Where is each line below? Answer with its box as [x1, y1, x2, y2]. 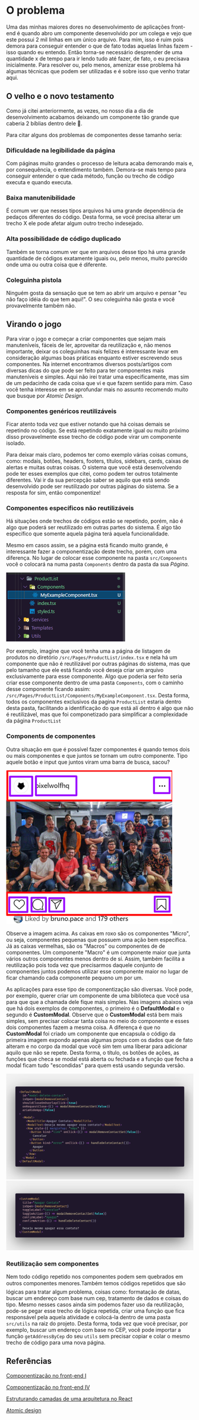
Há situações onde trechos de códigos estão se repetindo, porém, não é [6, 517, 184, 525]
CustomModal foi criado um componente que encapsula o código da [6, 1030, 176, 1037]
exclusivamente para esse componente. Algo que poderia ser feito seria [6, 673, 182, 680]
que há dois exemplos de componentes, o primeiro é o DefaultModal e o [6, 1004, 184, 1012]
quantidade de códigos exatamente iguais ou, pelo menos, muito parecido [6, 255, 188, 262]
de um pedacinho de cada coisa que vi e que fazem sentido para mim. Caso [6, 379, 192, 386]
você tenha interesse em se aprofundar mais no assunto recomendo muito [6, 386, 188, 393]
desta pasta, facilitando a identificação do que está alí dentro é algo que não [6, 705, 194, 712]
